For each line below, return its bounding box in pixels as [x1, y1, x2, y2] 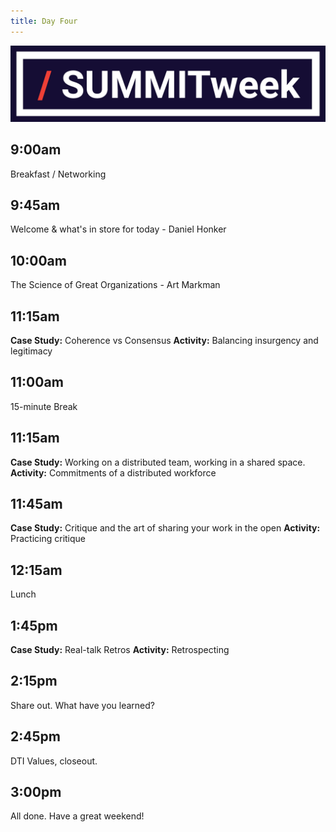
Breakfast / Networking [10, 168, 107, 180]
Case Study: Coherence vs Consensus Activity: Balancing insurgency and [10, 334, 319, 346]
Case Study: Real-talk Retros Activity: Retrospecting [10, 644, 230, 655]
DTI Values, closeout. [10, 755, 98, 767]
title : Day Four [10, 16, 78, 26]
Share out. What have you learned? [10, 699, 155, 711]
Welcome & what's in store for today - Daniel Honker [10, 223, 227, 235]
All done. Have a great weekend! [10, 810, 145, 822]
